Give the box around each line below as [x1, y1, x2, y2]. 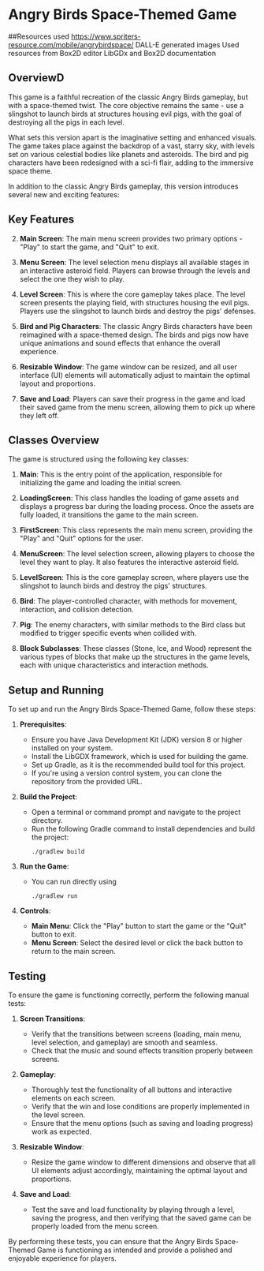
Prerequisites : [19, 720, 67, 729]
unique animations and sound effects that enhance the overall [19, 338, 221, 348]
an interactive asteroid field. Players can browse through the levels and [19, 266, 251, 275]
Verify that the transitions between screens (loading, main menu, [31, 1030, 242, 1038]
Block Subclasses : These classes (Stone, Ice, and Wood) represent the [19, 644, 252, 653]
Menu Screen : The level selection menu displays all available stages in [19, 257, 250, 267]
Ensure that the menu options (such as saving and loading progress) [31, 1119, 254, 1127]
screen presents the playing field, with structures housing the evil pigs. [19, 297, 250, 307]
